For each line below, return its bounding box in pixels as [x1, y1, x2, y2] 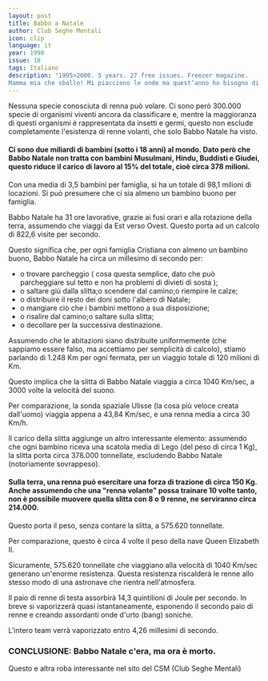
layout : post [8, 11, 52, 20]
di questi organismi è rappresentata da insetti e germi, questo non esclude [8, 118, 254, 128]
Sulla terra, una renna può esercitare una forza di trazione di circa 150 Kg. [8, 477, 258, 487]
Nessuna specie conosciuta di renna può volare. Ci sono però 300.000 [8, 101, 242, 111]
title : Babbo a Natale [8, 19, 84, 27]
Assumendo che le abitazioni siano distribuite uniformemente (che [8, 335, 227, 345]
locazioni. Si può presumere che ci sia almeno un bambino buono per [8, 188, 237, 197]
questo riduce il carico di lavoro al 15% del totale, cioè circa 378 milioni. [8, 162, 250, 172]
